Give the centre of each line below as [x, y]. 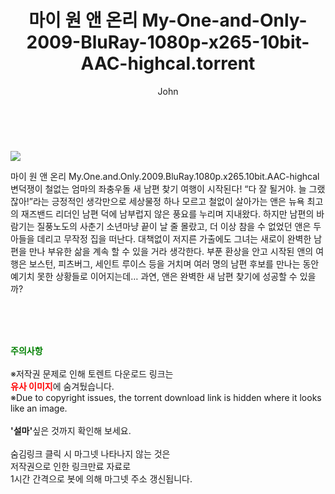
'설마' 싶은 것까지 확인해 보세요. [71, 430]
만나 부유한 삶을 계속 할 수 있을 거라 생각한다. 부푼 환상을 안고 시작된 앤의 [171, 251]
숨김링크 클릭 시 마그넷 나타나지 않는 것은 [90, 453]
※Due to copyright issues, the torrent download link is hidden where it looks [166, 397]
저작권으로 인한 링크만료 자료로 [71, 466]
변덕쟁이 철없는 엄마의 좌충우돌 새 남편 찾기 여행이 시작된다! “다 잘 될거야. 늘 [158, 188]
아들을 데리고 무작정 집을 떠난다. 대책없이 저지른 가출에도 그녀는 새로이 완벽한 [161, 238]
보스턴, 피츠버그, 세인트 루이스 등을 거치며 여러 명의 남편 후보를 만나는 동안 [174, 263]
